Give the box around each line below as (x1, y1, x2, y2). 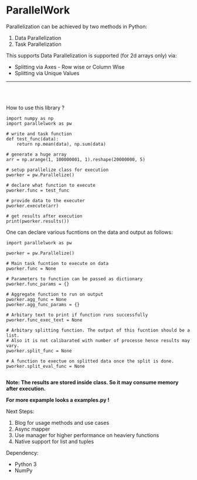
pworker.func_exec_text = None (6, 317, 83, 323)
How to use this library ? (6, 104, 64, 111)
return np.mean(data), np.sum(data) (16, 141, 107, 147)
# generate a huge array (6, 151, 67, 157)
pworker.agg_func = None (6, 296, 67, 303)
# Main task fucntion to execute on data (6, 260, 109, 266)
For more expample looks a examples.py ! (6, 396, 110, 403)
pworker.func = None (6, 266, 57, 271)
